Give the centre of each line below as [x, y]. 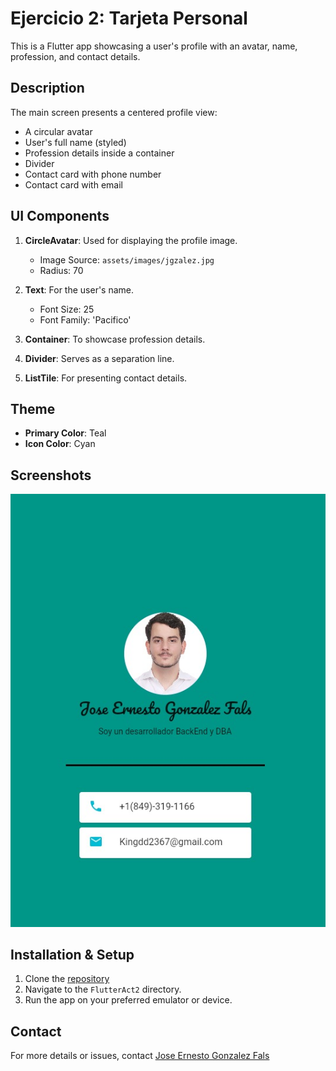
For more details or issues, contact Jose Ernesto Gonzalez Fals [140, 1056]
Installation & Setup [72, 954]
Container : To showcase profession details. [115, 339]
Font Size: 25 [67, 309]
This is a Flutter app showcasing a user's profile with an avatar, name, [154, 46]
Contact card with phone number [93, 174]
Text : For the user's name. [79, 289]
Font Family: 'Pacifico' [85, 319]
